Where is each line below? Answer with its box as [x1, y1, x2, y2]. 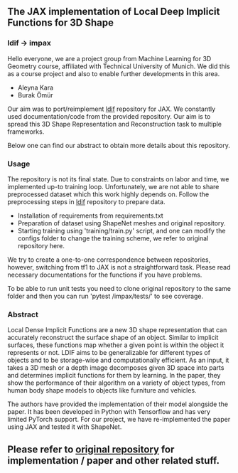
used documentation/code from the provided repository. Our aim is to [7, 112, 211, 120]
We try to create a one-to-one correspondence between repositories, [7, 255, 211, 264]
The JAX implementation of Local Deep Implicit [7, 6, 220, 18]
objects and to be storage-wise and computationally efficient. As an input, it [7, 356, 229, 365]
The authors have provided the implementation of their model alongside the [7, 400, 229, 408]
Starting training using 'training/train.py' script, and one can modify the [17, 226, 226, 235]
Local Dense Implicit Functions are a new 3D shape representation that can [7, 326, 227, 334]
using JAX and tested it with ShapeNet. [7, 422, 122, 431]
